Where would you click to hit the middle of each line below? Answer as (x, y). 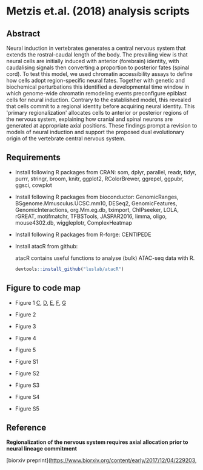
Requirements (33, 158)
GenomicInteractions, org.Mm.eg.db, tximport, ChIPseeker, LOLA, (97, 209)
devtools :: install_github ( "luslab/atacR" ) (69, 269)
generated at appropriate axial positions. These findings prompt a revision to (102, 125)
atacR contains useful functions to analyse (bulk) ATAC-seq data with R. (105, 258)
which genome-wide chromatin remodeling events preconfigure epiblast (96, 93)
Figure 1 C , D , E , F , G (41, 302)
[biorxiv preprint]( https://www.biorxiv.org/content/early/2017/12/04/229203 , (101, 460)
